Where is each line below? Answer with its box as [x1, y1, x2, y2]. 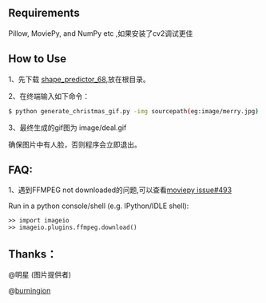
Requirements [8, 6, 80, 20]
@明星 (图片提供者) [8, 270, 72, 280]
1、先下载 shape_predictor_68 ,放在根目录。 [8, 74, 150, 84]
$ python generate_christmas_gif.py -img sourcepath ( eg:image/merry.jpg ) [8, 107, 260, 115]
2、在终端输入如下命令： [8, 91, 90, 100]
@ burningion [8, 286, 51, 296]
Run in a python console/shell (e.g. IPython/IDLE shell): [8, 201, 189, 211]
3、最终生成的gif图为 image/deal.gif [8, 123, 127, 132]
